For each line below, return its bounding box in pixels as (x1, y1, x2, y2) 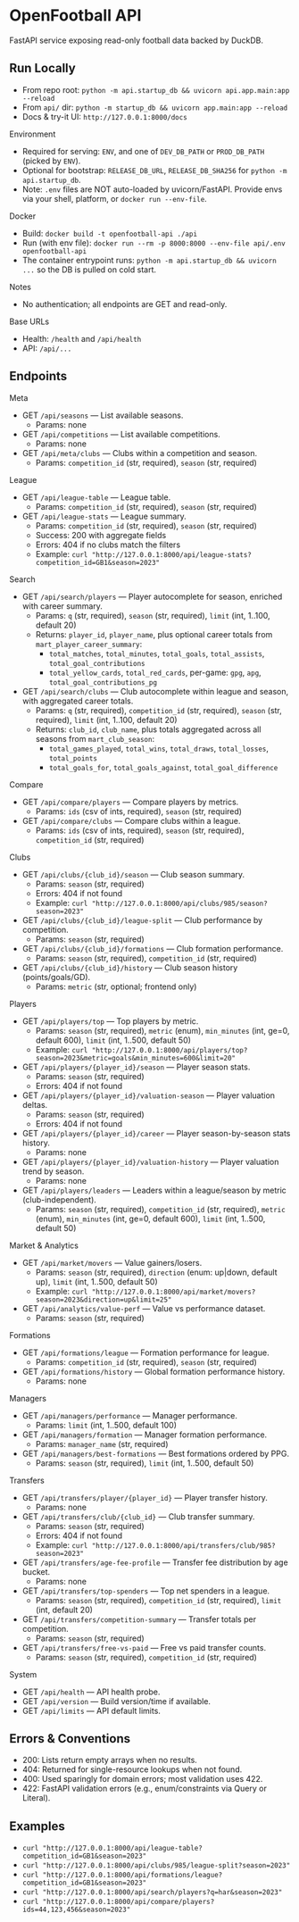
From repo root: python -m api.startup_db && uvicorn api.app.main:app (21, 84, 290, 95)
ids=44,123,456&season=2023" (21, 1905, 131, 1915)
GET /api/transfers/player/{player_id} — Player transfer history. (21, 1492, 268, 1502)
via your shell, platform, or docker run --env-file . (21, 193, 207, 204)
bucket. (21, 1566, 51, 1577)
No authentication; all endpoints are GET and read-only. (21, 298, 228, 309)
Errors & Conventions (9, 1731, 131, 1746)
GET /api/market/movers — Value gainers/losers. (21, 1257, 203, 1268)
